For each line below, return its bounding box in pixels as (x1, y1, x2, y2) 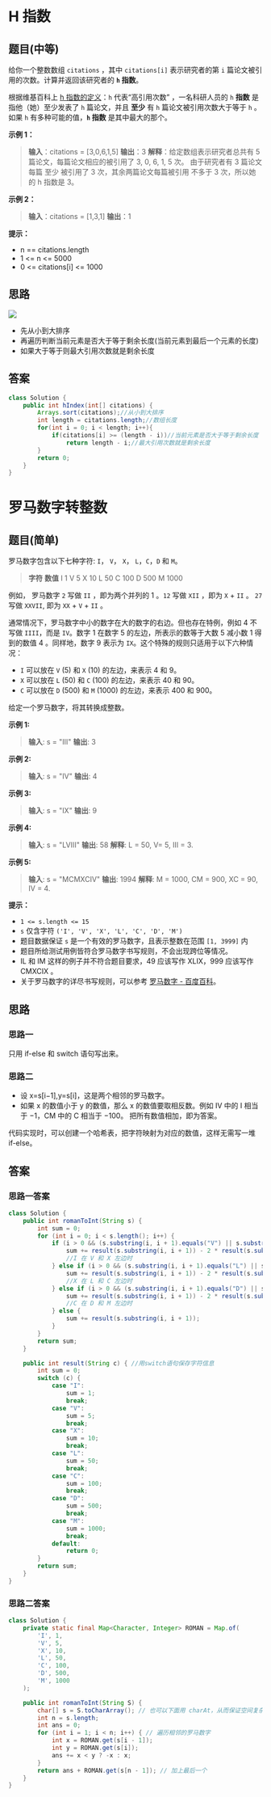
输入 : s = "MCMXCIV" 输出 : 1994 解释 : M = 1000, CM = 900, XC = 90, (27, 875, 258, 884)
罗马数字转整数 (8, 499, 108, 517)
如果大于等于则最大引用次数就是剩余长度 (19, 345, 155, 356)
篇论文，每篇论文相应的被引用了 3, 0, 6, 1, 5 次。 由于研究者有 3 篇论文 (27, 157, 263, 167)
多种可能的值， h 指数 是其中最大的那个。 (37, 112, 172, 122)
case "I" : (51, 1381, 85, 1390)
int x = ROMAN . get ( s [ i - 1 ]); (51, 1736, 153, 1744)
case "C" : (51, 1472, 85, 1480)
